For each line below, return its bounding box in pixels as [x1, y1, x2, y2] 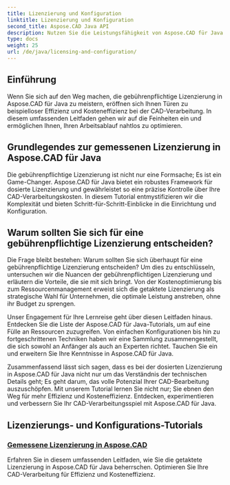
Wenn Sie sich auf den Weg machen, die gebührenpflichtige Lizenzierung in [7, 92, 222, 100]
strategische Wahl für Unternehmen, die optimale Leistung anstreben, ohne [7, 292, 221, 301]
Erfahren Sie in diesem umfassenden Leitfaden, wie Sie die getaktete [7, 455, 203, 464]
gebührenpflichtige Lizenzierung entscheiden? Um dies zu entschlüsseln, [7, 263, 216, 272]
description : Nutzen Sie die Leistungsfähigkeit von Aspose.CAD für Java [7, 29, 224, 36]
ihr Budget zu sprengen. [7, 300, 76, 308]
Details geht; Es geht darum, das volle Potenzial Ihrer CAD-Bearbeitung [7, 378, 209, 386]
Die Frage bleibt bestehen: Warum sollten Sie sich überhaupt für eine [7, 256, 203, 264]
